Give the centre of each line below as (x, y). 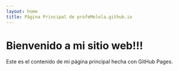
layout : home (22, 11)
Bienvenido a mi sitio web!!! (75, 46)
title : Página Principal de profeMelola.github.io (69, 17)
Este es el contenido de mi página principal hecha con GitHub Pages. (89, 62)
